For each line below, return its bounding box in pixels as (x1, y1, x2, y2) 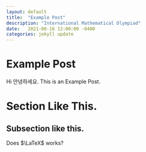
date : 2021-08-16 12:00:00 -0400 (6, 25, 96, 32)
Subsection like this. (6, 123, 84, 133)
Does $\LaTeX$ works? (6, 139, 64, 147)
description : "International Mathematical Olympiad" (6, 20, 141, 26)
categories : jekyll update (6, 31, 74, 37)
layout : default (6, 8, 47, 15)
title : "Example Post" (6, 14, 66, 21)
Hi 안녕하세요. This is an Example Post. (6, 78, 101, 85)
